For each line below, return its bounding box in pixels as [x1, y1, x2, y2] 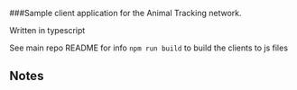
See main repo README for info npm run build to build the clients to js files [9, 42, 289, 53]
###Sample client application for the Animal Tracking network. [9, 8, 242, 18]
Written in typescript [9, 25, 86, 35]
